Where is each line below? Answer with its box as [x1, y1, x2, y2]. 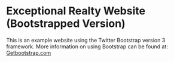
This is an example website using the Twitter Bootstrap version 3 [6, 36, 166, 44]
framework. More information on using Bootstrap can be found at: [6, 43, 169, 50]
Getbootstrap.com [6, 49, 51, 56]
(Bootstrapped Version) [6, 17, 126, 30]
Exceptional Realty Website [6, 4, 145, 18]
